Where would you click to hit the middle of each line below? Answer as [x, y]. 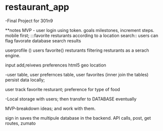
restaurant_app [37, 7]
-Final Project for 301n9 [29, 21]
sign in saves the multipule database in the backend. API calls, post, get [78, 118]
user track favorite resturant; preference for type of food [62, 89]
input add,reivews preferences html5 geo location [56, 65]
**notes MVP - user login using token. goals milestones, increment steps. [80, 30]
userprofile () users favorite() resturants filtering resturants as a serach [77, 50]
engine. [13, 55]
